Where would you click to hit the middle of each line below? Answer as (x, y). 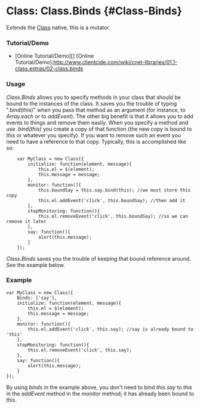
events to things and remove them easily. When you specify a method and (97, 122)
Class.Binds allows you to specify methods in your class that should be (93, 97)
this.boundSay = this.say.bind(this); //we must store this (114, 190)
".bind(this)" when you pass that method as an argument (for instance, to (96, 110)
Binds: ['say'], (37, 298)
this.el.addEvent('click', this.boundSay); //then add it (112, 200)
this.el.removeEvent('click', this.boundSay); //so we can (113, 216)
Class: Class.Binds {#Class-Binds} (94, 11)
